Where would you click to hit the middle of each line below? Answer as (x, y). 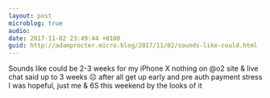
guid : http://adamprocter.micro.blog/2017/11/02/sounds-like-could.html (133, 46)
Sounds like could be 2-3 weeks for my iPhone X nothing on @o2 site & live (133, 68)
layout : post (30, 16)
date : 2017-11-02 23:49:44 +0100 (64, 38)
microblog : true (35, 23)
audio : (19, 31)
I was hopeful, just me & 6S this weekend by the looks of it (106, 86)
